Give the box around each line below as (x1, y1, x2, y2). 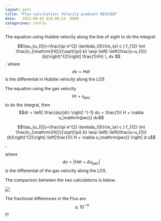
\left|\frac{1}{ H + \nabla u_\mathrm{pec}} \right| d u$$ (46, 134, 156, 141)
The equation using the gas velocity (5, 86, 76, 92)
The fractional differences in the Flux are (5, 195, 86, 201)
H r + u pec (72, 93, 91, 100)
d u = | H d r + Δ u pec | (62, 159, 100, 166)
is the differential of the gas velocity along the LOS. (5, 168, 107, 174)
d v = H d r (72, 69, 90, 75)
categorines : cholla (5, 20, 47, 26)
